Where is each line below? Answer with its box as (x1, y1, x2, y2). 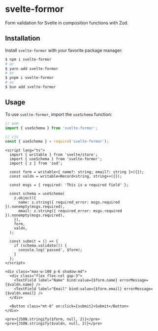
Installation (5, 34, 40, 43)
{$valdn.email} (5, 291, 36, 296)
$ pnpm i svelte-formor (5, 75, 54, 80)
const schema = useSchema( (9, 191, 65, 196)
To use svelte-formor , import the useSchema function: (5, 111, 112, 117)
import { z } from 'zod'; (9, 161, 63, 166)
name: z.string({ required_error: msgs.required (18, 200, 120, 205)
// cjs (5, 135, 19, 140)
